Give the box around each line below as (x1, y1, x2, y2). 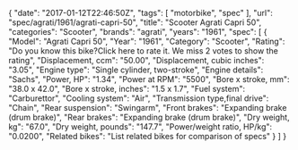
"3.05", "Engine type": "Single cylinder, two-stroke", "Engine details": (8, 64, 264, 75)
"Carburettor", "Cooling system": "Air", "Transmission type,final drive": (8, 93, 269, 104)
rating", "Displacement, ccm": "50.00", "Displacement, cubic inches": (8, 55, 265, 65)
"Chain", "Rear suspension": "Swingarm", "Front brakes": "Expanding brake (8, 103, 287, 112)
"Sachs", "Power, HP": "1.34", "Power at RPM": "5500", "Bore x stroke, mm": (8, 74, 290, 84)
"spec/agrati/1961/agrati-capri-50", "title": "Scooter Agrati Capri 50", (8, 17, 262, 28)
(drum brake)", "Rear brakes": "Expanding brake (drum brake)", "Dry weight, (8, 112, 290, 122)
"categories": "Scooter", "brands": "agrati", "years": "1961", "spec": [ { (8, 27, 267, 37)
